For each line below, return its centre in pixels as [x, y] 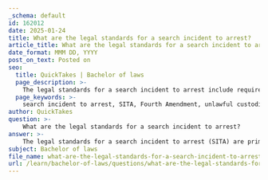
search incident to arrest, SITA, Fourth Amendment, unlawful [128, 104]
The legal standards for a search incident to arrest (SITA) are [134, 141]
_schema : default [37, 16]
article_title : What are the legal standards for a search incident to [130, 45]
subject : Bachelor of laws [53, 149]
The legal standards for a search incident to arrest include [128, 90]
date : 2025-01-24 [37, 30]
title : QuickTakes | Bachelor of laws [80, 75]
